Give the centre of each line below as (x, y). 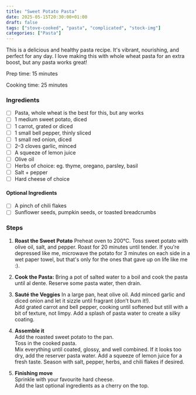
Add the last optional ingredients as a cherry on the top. (82, 385)
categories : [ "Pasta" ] (34, 33)
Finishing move (34, 373)
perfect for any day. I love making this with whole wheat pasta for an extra (95, 56)
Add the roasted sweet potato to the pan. (64, 336)
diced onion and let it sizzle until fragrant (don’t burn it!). (82, 300)
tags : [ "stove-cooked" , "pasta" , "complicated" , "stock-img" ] (83, 28)
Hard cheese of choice (42, 179)
